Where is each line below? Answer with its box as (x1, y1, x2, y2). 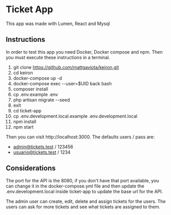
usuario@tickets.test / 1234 (13, 149, 71, 155)
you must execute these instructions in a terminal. (6, 54, 110, 60)
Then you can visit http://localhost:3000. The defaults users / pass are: (6, 134, 155, 140)
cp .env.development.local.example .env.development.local (13, 113, 138, 119)
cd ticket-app (13, 107, 42, 113)
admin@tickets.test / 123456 (13, 144, 73, 150)
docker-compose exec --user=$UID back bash (13, 80, 112, 86)
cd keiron (13, 69, 33, 76)
